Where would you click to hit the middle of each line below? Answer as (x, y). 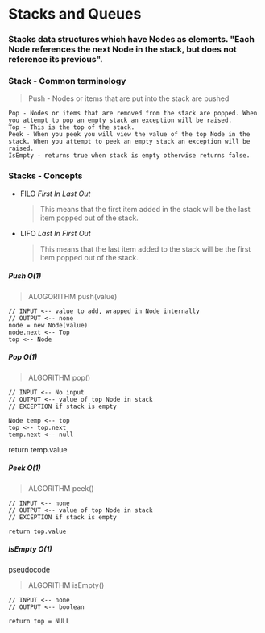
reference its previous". (56, 60)
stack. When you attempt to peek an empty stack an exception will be (129, 142)
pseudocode (29, 569)
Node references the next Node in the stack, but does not (123, 49)
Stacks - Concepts (46, 176)
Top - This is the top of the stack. (72, 127)
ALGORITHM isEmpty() (66, 585)
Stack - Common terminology (67, 81)
